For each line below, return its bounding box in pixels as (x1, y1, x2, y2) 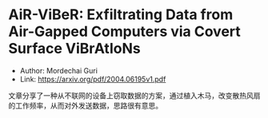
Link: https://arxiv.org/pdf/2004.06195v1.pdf (19, 74, 166, 84)
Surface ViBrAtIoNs (8, 40, 142, 57)
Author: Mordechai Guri (19, 65, 98, 75)
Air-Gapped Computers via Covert (8, 22, 242, 41)
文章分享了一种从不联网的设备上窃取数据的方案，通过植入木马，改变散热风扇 (8, 90, 261, 100)
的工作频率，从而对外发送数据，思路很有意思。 (8, 100, 162, 110)
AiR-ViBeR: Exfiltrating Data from (8, 6, 234, 24)
